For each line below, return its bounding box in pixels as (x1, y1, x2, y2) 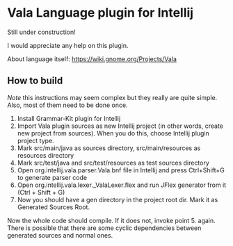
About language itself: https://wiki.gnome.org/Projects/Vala (7, 54, 177, 63)
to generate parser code (17, 173, 88, 181)
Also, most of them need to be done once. (7, 101, 128, 109)
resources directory (17, 151, 74, 159)
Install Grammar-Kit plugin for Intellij (17, 114, 121, 122)
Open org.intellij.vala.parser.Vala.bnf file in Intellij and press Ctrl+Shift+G (17, 165, 225, 174)
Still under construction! (7, 28, 77, 36)
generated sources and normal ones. (7, 231, 113, 239)
